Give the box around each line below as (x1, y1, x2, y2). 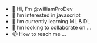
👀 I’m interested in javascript (11, 12, 81, 19)
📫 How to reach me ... (11, 31, 66, 37)
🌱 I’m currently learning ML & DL (11, 18, 91, 24)
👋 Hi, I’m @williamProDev (11, 6, 73, 12)
